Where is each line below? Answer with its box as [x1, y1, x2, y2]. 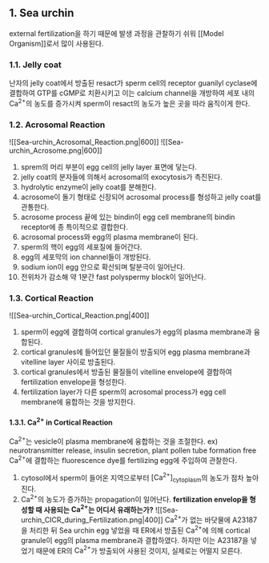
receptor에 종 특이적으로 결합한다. [20, 222, 129, 232]
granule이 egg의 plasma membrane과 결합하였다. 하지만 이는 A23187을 [20, 535, 249, 545]
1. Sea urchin [9, 6, 74, 20]
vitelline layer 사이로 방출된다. [20, 357, 116, 367]
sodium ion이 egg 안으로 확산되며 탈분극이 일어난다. [20, 262, 186, 272]
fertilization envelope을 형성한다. [20, 377, 127, 387]
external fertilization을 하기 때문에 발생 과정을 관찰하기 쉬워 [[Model [9, 28, 224, 38]
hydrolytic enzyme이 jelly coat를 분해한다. [20, 182, 157, 192]
